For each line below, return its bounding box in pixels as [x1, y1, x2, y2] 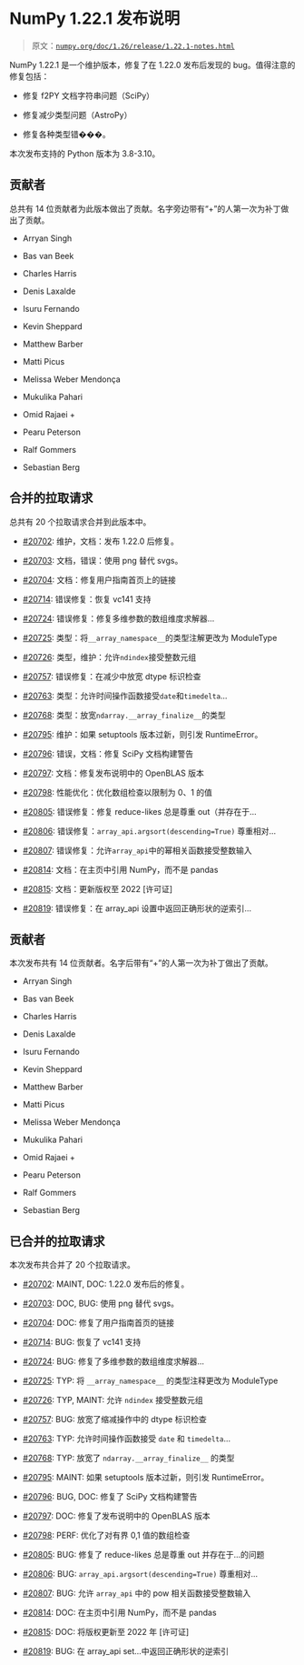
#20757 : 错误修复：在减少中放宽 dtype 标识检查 [22, 670, 201, 682]
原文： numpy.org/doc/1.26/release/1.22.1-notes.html [31, 40, 235, 51]
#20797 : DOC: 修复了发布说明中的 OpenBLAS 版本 [22, 1510, 211, 1521]
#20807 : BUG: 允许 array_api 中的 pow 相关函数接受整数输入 [22, 1588, 251, 1599]
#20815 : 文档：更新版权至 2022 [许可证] [22, 883, 173, 894]
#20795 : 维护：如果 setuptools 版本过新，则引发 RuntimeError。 [22, 728, 263, 739]
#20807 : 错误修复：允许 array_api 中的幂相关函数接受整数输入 [22, 845, 252, 856]
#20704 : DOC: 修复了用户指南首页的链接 [22, 1318, 175, 1329]
